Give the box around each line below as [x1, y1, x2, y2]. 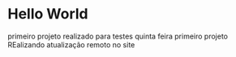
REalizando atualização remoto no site [7, 39, 135, 49]
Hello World [7, 5, 88, 23]
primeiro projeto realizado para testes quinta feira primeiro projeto [7, 31, 229, 41]
